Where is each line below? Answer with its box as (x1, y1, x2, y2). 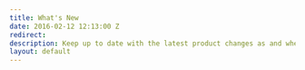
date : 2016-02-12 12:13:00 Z (9, 22, 120, 31)
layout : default (9, 47, 71, 56)
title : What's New (9, 13, 79, 23)
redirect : (9, 30, 47, 39)
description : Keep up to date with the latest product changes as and (9, 38, 282, 48)
